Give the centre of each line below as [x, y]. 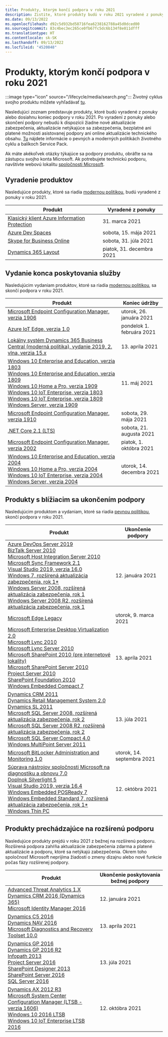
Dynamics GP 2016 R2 [34, 950]
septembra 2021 [135, 759]
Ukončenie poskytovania [130, 875]
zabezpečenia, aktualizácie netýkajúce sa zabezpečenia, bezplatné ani [78, 128]
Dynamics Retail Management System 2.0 [57, 700]
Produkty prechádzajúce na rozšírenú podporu [79, 829]
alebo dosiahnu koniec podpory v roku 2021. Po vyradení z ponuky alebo [80, 117]
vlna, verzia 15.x [27, 353]
